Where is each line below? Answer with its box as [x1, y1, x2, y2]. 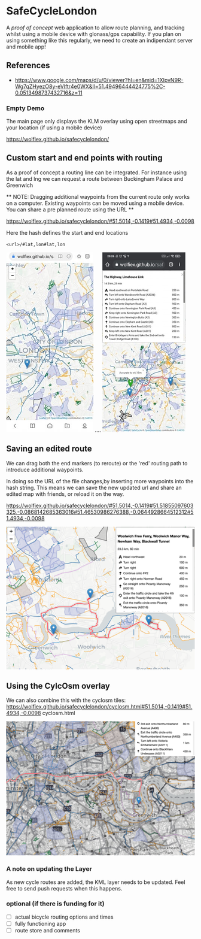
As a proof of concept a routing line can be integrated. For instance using [6, 169, 187, 176]
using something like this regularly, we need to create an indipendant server [6, 37, 193, 44]
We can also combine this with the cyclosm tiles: [6, 696, 126, 704]
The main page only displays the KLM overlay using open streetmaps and [6, 118, 187, 125]
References [6, 60, 50, 71]
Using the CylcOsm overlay [6, 681, 111, 691]
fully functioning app [14, 920, 66, 927]
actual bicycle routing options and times [14, 913, 114, 920]
